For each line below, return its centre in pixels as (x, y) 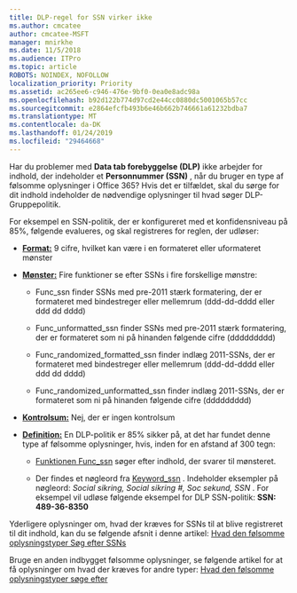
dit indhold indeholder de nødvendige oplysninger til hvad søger (126, 194)
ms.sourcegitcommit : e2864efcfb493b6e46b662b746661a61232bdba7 (129, 108)
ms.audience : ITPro (45, 59)
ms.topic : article (43, 67)
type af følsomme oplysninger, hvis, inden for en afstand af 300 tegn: (149, 444)
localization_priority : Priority (71, 83)
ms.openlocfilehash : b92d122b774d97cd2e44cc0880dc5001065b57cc (129, 100)
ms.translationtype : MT (53, 116)
